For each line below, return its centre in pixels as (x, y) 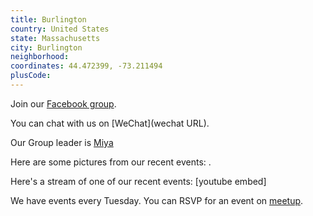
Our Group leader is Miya (62, 142)
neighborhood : (40, 57)
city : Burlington (46, 47)
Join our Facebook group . (63, 103)
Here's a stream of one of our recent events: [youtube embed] (138, 181)
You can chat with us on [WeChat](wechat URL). (110, 123)
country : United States (60, 29)
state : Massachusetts (55, 38)
